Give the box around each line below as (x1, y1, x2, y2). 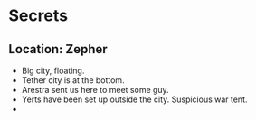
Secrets (8, 5, 69, 26)
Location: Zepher (8, 42, 108, 57)
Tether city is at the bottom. (21, 75, 125, 86)
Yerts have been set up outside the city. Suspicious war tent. (21, 94, 248, 105)
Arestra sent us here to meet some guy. (21, 85, 169, 95)
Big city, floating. (21, 65, 85, 76)
